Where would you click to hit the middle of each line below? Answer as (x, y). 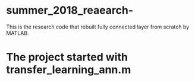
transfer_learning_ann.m (69, 70)
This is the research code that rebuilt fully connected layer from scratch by (98, 27)
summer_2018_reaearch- (70, 10)
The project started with (67, 57)
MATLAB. (18, 33)
